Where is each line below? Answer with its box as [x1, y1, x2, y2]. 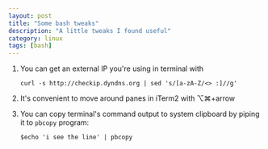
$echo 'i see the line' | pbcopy [19, 134, 133, 142]
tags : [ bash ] [8, 42, 52, 50]
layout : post [8, 11, 52, 20]
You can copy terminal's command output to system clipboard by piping [19, 110, 260, 119]
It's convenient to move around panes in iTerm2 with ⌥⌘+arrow [19, 93, 236, 103]
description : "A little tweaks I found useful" [8, 27, 172, 35]
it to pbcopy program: [19, 118, 90, 127]
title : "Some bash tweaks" [8, 19, 99, 27]
